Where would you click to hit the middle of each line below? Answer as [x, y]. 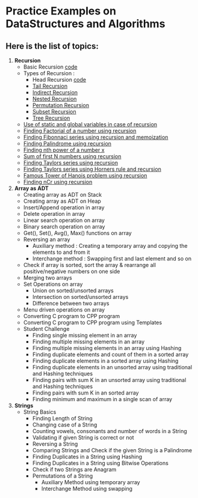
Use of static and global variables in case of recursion [90, 124]
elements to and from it [61, 252]
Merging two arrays [48, 278]
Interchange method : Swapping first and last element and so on [112, 259]
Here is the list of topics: [52, 46]
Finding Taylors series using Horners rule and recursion [92, 169]
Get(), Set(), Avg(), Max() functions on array [77, 233]
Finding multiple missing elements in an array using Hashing [107, 348]
